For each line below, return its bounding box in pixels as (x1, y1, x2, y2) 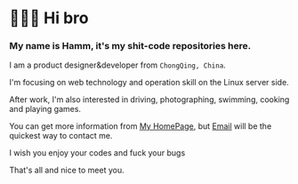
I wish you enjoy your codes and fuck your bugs (9, 148, 186, 158)
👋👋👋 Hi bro (9, 8, 89, 28)
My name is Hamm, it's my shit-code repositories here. (9, 40, 252, 52)
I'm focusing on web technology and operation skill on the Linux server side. (9, 77, 289, 88)
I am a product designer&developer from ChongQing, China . (9, 60, 227, 70)
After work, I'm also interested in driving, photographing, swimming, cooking (9, 94, 290, 105)
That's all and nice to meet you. (9, 164, 125, 176)
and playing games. (9, 104, 82, 115)
